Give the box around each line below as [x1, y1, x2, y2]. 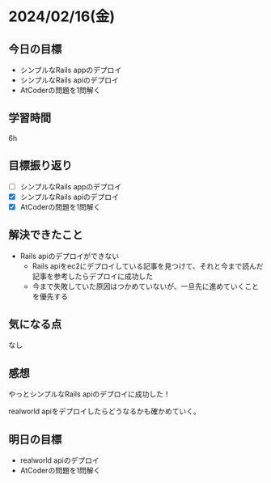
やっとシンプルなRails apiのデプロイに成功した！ [8, 389, 171, 399]
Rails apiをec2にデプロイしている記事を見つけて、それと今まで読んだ [32, 261, 264, 271]
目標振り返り [8, 159, 73, 172]
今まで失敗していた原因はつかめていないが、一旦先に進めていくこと [32, 281, 259, 291]
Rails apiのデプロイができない [19, 251, 120, 261]
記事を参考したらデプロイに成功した [32, 271, 154, 281]
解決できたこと [8, 228, 83, 242]
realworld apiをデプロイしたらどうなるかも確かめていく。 [8, 406, 201, 417]
